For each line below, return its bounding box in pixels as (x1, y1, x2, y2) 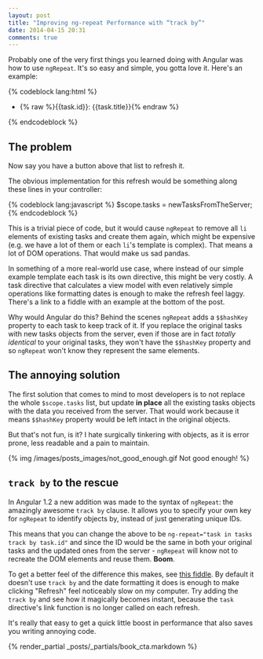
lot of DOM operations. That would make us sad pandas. (8, 249, 191, 258)
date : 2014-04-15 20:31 (8, 26, 86, 34)
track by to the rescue (8, 477, 119, 490)
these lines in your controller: (8, 185, 103, 194)
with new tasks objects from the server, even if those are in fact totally (8, 329, 236, 339)
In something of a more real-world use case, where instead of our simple (8, 264, 244, 274)
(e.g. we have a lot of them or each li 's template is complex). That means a (8, 241, 254, 250)
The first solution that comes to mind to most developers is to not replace (8, 389, 246, 399)
